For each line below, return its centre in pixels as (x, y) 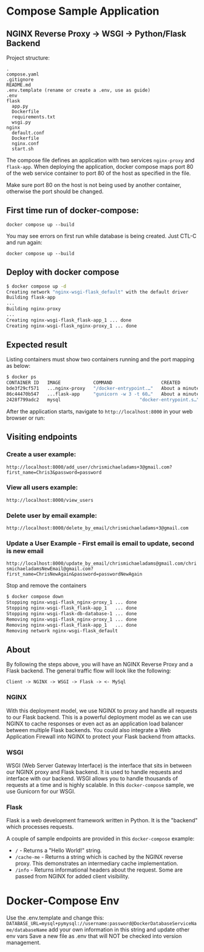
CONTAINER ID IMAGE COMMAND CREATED (93, 383)
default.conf (28, 133)
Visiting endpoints (42, 437)
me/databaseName (27, 930)
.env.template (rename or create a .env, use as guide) (78, 90)
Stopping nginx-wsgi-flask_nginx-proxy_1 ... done (72, 602)
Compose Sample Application (83, 11)
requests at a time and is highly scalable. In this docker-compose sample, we (100, 785)
